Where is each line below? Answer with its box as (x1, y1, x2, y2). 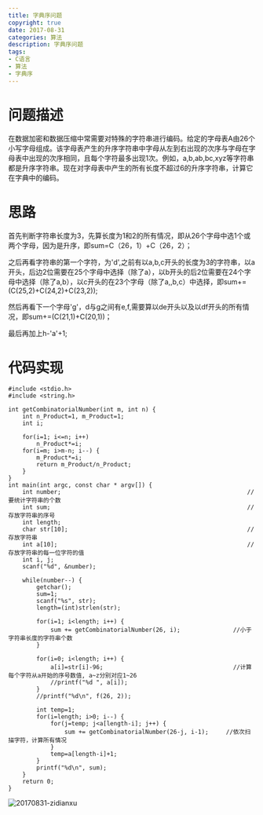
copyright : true (8, 19, 61, 27)
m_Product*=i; (36, 454, 82, 462)
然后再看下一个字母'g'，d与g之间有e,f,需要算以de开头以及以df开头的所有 (8, 302, 243, 311)
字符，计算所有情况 (13, 736, 67, 744)
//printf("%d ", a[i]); (49, 678, 128, 687)
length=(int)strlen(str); (36, 604, 122, 612)
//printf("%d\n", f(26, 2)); (36, 693, 132, 700)
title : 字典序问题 (8, 11, 63, 20)
